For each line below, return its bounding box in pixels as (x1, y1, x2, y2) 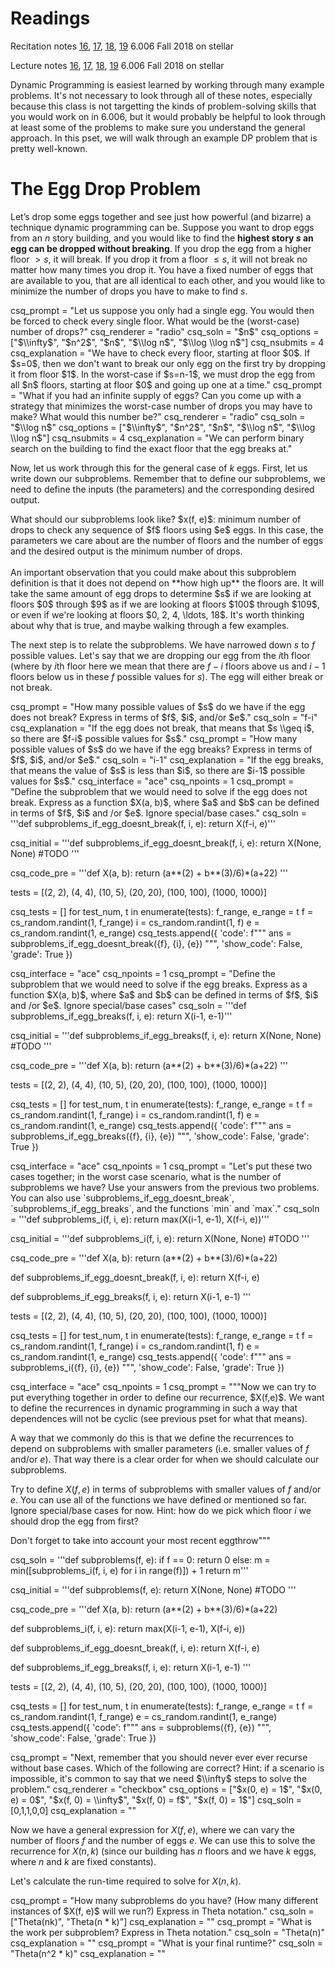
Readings (10, 7, 91, 30)
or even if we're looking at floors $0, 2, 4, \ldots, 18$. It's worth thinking (10, 608, 305, 621)
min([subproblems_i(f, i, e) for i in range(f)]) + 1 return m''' (10, 1564, 249, 1576)
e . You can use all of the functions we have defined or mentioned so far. (10, 1493, 307, 1506)
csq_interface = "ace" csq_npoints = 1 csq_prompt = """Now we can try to (10, 1380, 317, 1392)
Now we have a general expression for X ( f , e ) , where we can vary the (10, 1823, 295, 1836)
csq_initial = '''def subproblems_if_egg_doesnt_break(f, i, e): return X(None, (10, 837, 322, 849)
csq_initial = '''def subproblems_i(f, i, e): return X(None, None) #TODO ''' (10, 1232, 310, 1244)
